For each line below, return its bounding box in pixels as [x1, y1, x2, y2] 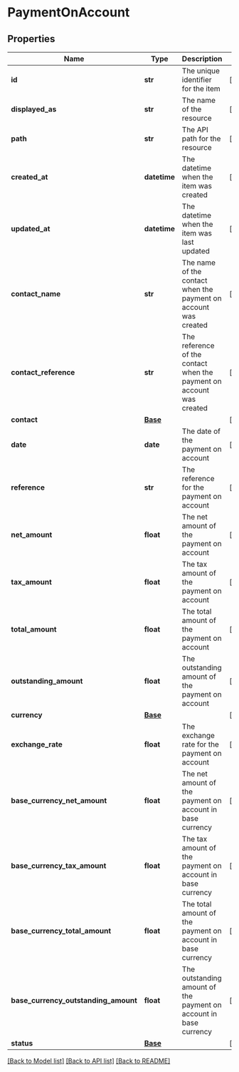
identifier [181, 75, 212, 84]
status [11, 1038, 33, 1048]
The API [181, 125, 208, 134]
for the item [181, 84, 221, 93]
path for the [181, 133, 221, 143]
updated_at [11, 224, 51, 233]
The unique [181, 66, 221, 76]
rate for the [181, 739, 219, 749]
